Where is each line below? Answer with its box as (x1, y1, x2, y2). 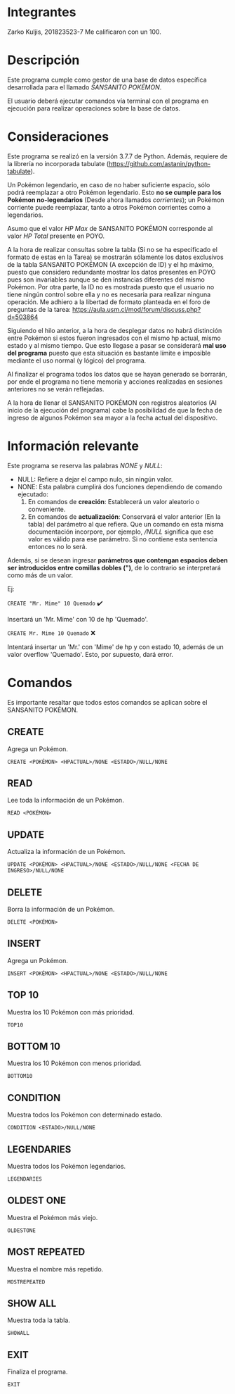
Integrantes (7, 4, 76, 20)
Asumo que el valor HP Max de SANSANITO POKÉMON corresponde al (7, 224, 213, 232)
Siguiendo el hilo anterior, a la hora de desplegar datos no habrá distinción (7, 326, 222, 334)
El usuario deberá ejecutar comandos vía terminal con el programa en (7, 96, 209, 105)
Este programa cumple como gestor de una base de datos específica (7, 75, 207, 84)
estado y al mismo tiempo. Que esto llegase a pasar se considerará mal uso (7, 341, 227, 349)
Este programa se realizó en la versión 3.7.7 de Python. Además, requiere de (7, 152, 228, 161)
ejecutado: (17, 490, 49, 498)
